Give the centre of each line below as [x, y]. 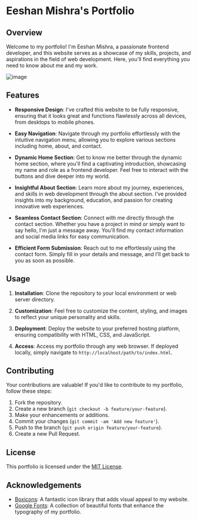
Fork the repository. [39, 403]
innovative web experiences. [49, 206]
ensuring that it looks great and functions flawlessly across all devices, [100, 115]
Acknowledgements [44, 485]
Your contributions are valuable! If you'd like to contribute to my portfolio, [95, 385]
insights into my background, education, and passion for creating [94, 200]
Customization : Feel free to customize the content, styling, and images [101, 311]
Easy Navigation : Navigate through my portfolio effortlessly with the [97, 133]
